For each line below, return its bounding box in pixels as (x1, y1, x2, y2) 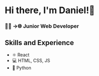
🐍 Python (12, 64, 31, 70)
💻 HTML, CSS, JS (12, 57, 51, 63)
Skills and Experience (5, 38, 74, 47)
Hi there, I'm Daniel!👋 (5, 5, 95, 16)
